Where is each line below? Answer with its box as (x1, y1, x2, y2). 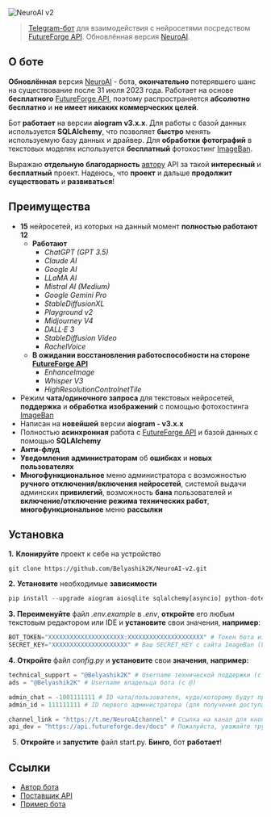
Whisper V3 (44, 375, 84, 385)
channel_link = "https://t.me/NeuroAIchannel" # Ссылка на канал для (8, 715, 248, 723)
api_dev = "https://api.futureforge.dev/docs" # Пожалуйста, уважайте (8, 723, 251, 731)
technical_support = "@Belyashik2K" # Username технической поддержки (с (8, 671, 262, 680)
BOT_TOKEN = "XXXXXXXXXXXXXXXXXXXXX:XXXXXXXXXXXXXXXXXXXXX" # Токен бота (8, 634, 254, 642)
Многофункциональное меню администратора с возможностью (19, 470, 247, 480)
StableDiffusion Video (44, 333, 117, 342)
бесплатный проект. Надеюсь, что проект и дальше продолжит (8, 168, 232, 178)
